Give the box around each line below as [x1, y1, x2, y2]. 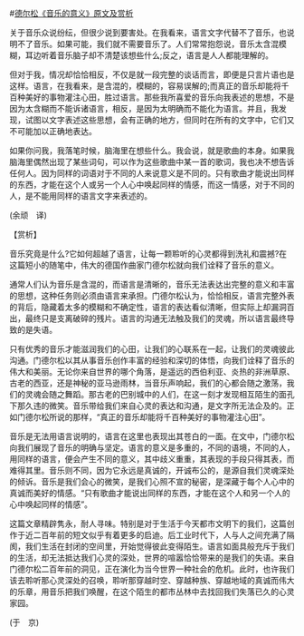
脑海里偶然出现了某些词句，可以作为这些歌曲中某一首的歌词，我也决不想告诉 [9, 157, 295, 167]
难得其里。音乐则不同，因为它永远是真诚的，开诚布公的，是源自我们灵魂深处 [9, 465, 295, 475]
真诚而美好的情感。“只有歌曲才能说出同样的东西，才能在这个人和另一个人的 [9, 488, 291, 498]
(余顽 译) [9, 210, 48, 220]
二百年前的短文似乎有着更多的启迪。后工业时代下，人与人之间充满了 [33, 530, 287, 540]
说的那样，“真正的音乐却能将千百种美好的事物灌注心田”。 [56, 412, 271, 422]
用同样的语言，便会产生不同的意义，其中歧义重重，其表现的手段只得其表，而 [9, 454, 295, 465]
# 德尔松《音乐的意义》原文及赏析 [9, 8, 134, 18]
